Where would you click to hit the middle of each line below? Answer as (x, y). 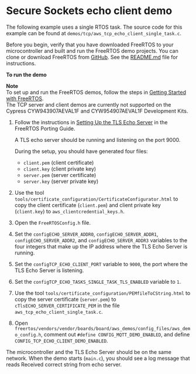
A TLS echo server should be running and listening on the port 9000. (97, 140)
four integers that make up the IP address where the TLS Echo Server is (101, 246)
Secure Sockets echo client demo (89, 11)
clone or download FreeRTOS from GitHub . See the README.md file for (92, 57)
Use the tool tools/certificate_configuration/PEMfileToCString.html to (102, 293)
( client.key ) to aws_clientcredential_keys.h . (69, 211)
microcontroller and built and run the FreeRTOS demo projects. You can (92, 50)
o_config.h (28, 335)
